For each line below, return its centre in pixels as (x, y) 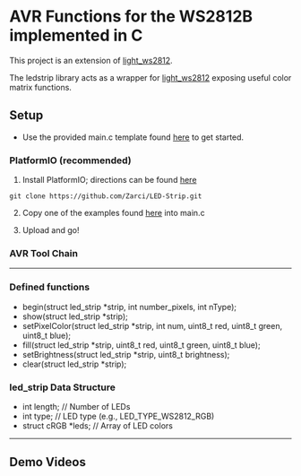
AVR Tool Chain (44, 253)
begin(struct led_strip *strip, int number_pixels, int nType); (129, 307)
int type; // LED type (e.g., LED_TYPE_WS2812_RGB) (118, 416)
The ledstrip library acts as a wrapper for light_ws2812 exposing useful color (150, 77)
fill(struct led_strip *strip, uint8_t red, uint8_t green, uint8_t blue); (142, 345)
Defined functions (50, 287)
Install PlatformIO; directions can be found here (109, 180)
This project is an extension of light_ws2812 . (91, 60)
